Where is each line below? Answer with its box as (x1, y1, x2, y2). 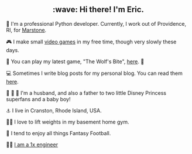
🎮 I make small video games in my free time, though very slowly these (6, 38, 177, 45)
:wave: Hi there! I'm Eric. (52, 5, 145, 15)
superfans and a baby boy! (6, 95, 71, 102)
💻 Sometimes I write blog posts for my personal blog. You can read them (6, 70, 183, 77)
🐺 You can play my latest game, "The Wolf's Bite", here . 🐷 (6, 58, 145, 65)
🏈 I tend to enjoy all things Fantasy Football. (6, 129, 111, 136)
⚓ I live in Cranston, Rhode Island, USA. (6, 107, 102, 114)
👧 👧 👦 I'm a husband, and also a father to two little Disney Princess (6, 89, 167, 96)
